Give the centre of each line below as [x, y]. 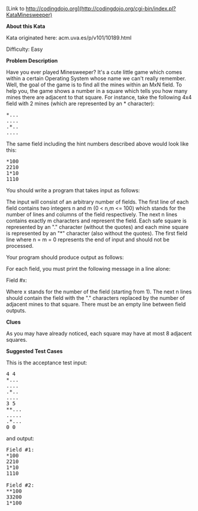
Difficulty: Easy [25, 49]
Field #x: [17, 280]
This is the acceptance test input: [47, 363]
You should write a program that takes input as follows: [73, 190]
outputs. [16, 311]
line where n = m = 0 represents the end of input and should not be [88, 240]
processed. [20, 246]
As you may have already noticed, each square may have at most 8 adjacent [99, 333]
